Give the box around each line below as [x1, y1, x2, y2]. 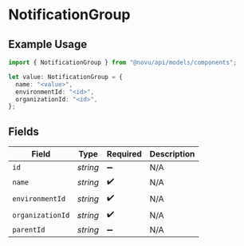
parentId [12, 225, 45, 235]
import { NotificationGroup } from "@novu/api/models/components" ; [8, 58, 238, 66]
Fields [8, 125, 40, 138]
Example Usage [8, 38, 88, 51]
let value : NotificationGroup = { [8, 73, 124, 81]
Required [106, 149, 142, 160]
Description [149, 149, 195, 160]
